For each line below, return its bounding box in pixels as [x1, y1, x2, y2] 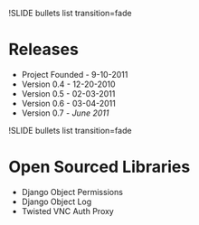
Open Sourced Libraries [8, 157, 191, 177]
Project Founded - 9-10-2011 [21, 69, 128, 80]
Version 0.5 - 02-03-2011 [21, 88, 116, 98]
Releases [8, 40, 79, 60]
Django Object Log [21, 196, 92, 207]
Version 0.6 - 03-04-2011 [21, 98, 117, 108]
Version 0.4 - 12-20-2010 [21, 79, 116, 89]
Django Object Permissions [21, 186, 124, 197]
